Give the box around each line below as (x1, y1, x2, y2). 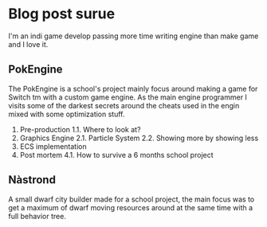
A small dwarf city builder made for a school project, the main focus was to (8, 194, 255, 204)
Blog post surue (8, 5, 116, 23)
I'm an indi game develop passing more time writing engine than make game (8, 31, 259, 41)
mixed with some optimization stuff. (8, 109, 125, 119)
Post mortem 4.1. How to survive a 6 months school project (19, 150, 214, 159)
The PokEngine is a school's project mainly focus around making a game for (8, 84, 258, 93)
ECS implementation (19, 141, 87, 151)
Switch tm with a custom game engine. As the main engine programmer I (8, 92, 247, 102)
